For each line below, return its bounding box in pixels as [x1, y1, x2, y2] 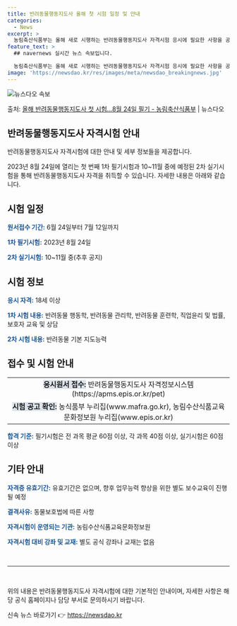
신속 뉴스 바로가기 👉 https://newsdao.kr [7, 610, 123, 619]
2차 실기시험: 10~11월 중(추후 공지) [7, 253, 103, 262]
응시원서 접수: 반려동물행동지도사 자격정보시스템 [43, 380, 194, 389]
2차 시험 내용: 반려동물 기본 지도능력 [7, 335, 107, 343]
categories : [7, 17, 42, 24]
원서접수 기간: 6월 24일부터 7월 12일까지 [7, 223, 119, 232]
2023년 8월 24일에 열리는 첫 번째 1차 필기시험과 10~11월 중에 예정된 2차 [7, 162, 206, 171]
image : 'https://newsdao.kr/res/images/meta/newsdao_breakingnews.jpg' [7, 69, 222, 76]
